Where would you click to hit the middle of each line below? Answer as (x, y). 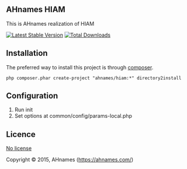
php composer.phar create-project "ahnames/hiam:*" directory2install (94, 78)
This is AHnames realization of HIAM (50, 23)
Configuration (32, 96)
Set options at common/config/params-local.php (73, 116)
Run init (24, 110)
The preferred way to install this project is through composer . (80, 67)
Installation (27, 53)
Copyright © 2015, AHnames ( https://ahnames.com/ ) (70, 160)
